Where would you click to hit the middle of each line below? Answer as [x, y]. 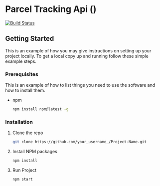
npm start [23, 179]
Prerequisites [22, 74]
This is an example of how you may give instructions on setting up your [78, 50]
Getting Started [30, 39]
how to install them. [25, 90]
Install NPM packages [35, 152]
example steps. [21, 61]
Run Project [24, 170]
